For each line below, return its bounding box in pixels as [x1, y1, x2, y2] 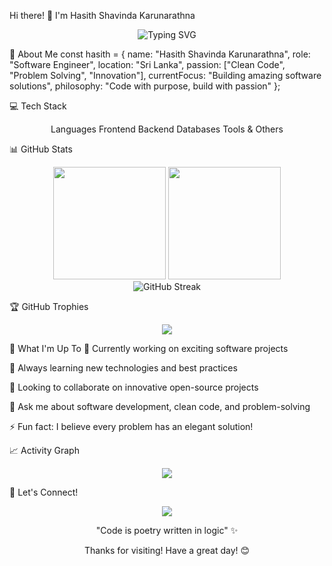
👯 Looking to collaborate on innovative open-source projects [9, 381, 259, 393]
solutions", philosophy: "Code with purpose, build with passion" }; [9, 80, 281, 92]
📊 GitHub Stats [9, 143, 73, 155]
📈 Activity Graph [9, 445, 80, 456]
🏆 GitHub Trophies [9, 301, 89, 312]
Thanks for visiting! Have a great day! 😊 [83, 545, 251, 556]
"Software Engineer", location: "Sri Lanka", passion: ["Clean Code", [9, 59, 286, 70]
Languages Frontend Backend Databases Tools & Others [50, 123, 284, 135]
